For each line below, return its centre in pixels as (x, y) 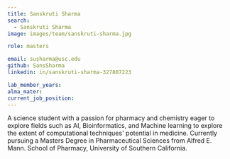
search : (19, 20)
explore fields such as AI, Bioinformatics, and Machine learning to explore (115, 126)
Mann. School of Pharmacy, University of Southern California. (98, 148)
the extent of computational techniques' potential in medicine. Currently (113, 133)
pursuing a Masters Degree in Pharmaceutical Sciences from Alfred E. (110, 141)
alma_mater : (25, 92)
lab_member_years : (34, 85)
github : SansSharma (36, 66)
